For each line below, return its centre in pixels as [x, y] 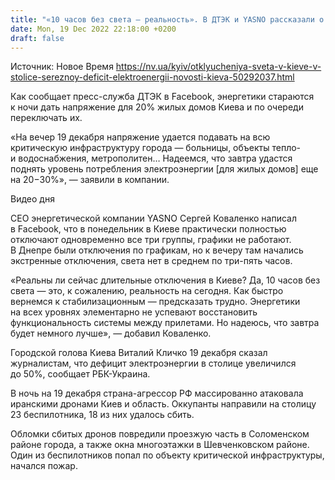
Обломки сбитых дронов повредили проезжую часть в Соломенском [160, 434]
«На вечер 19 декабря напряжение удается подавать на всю [140, 137]
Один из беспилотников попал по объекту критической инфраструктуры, [167, 455]
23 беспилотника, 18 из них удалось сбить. [102, 415]
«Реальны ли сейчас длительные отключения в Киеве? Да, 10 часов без [165, 280]
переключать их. [46, 118]
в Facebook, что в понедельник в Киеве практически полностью [148, 229]
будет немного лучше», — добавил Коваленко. [111, 333]
